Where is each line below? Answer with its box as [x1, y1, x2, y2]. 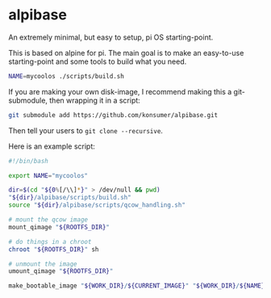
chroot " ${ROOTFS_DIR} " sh [8, 245, 99, 254]
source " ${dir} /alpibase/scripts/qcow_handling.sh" [8, 201, 186, 209]
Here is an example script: [8, 141, 95, 151]
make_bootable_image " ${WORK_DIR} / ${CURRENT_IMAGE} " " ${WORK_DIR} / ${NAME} [8, 282, 265, 290]
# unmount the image [8, 260, 78, 268]
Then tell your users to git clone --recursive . [8, 125, 164, 135]
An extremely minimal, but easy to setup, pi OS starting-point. [8, 32, 214, 42]
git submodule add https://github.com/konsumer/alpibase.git [8, 111, 219, 119]
